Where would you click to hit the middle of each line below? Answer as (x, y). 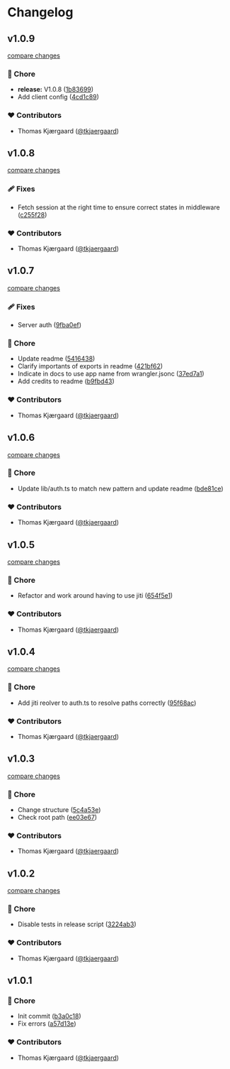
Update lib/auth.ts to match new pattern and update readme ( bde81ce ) (121, 488)
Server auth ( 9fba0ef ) (50, 325)
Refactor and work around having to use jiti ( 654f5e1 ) (95, 596)
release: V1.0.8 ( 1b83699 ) (56, 89)
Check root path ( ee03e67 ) (57, 818)
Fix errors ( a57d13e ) (47, 1024)
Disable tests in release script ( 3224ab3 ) (77, 924)
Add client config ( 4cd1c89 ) (58, 97)
